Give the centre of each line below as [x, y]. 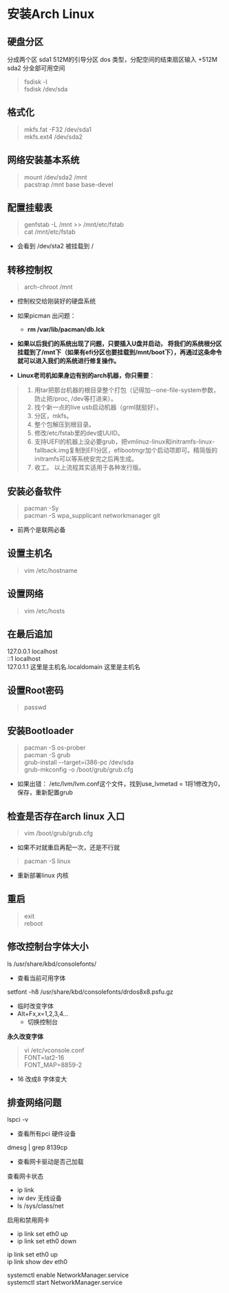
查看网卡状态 [25, 1176]
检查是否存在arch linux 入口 [66, 816]
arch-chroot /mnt [48, 287]
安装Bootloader [41, 731]
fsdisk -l [35, 82]
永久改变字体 [25, 1036]
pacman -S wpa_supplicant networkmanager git [92, 516]
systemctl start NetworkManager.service [65, 1283]
